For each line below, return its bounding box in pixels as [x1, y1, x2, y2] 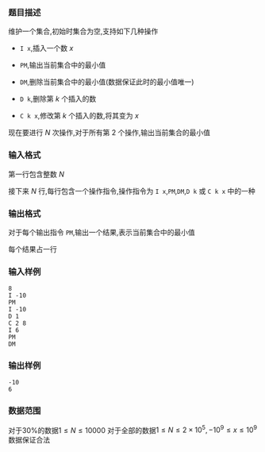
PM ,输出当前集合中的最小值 [19, 60, 106, 70]
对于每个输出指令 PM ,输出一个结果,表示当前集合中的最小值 [8, 227, 196, 237]
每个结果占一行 [8, 244, 57, 253]
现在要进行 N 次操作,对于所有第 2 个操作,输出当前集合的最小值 [8, 128, 210, 137]
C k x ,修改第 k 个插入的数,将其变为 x [19, 111, 139, 121]
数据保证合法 [8, 435, 50, 445]
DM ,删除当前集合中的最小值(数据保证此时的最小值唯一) [19, 77, 194, 87]
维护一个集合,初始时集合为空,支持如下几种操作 [8, 26, 159, 37]
